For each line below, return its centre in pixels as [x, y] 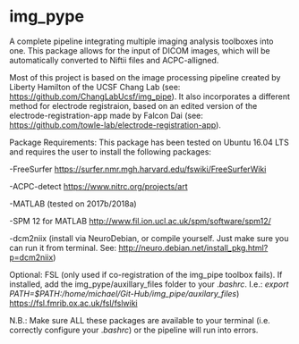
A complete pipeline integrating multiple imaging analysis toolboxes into [142, 41]
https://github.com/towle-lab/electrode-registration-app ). [115, 125]
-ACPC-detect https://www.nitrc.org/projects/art [98, 186]
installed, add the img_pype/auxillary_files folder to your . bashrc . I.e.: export [149, 284]
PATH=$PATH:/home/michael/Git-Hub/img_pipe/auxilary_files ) [124, 293]
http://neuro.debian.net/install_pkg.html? [193, 248]
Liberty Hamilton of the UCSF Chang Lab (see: [95, 87]
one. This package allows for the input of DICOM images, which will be [140, 50]
